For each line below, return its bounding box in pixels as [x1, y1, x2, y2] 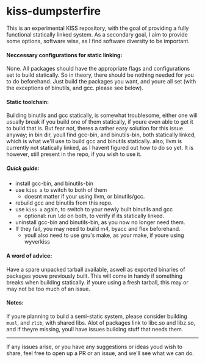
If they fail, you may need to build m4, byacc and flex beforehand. [15, 225, 181, 233]
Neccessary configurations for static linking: [6, 51, 123, 58]
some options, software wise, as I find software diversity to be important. [6, 37, 190, 44]
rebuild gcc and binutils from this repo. [15, 199, 113, 206]
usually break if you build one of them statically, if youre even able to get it [6, 118, 193, 125]
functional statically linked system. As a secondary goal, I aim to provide [6, 30, 188, 38]
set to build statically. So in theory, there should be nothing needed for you [6, 71, 194, 79]
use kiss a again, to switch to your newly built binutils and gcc [15, 206, 173, 213]
